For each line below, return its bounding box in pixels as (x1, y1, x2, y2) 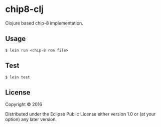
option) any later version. (5, 116, 57, 122)
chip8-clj (5, 3, 44, 15)
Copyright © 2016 (5, 101, 43, 107)
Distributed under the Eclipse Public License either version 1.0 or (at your (5, 111, 156, 117)
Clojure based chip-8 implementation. (5, 20, 84, 26)
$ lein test (5, 74, 30, 79)
